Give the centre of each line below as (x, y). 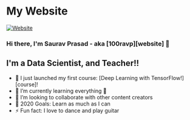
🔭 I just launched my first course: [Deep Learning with (82, 78)
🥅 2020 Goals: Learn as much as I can (63, 104)
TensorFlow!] (167, 78)
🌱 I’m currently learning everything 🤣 (61, 91)
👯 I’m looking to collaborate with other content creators (84, 97)
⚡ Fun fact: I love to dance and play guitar (67, 110)
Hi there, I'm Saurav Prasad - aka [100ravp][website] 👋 (88, 44)
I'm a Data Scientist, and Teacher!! (73, 63)
